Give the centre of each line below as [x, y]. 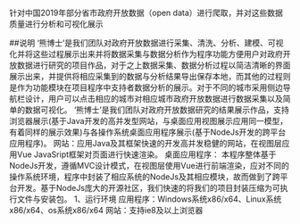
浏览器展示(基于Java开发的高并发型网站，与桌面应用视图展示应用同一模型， [149, 121]
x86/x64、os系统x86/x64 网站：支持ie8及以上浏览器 [106, 211]
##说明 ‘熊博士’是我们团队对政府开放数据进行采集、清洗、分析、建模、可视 [146, 43]
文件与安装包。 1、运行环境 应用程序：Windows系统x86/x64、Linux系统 [149, 199]
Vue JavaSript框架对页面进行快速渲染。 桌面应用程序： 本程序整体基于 [146, 154]
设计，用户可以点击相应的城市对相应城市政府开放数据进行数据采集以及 [154, 99]
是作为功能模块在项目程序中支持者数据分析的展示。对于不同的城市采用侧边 [146, 87]
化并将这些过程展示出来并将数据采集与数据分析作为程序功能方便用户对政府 [146, 54]
